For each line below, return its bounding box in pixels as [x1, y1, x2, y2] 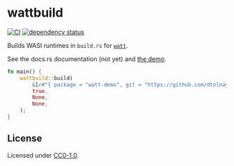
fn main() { [7, 68, 42, 75]
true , [32, 88, 49, 94]
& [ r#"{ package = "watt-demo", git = [32, 81, 141, 88]
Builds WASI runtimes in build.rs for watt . [7, 41, 128, 49]
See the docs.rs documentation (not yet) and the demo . [7, 54, 166, 63]
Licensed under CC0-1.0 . [7, 151, 79, 159]
